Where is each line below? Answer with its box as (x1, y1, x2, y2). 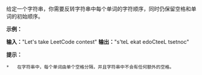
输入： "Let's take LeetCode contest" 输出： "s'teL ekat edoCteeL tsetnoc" (6, 38, 189, 45)
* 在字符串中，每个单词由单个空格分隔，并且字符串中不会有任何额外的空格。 (6, 64, 174, 70)
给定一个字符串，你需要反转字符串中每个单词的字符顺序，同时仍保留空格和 (6, 5, 191, 12)
